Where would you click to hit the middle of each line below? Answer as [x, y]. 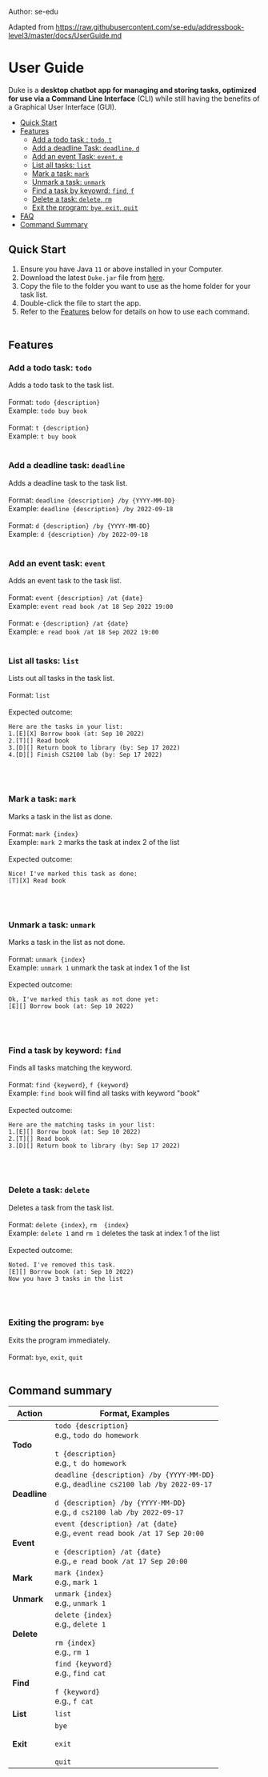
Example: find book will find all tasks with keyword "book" [104, 1093]
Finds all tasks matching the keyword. [70, 1068]
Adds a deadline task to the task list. [68, 482]
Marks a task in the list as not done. [67, 942]
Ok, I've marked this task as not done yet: [84, 999]
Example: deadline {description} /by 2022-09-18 [91, 508]
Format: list [29, 695]
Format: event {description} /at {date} [76, 598]
